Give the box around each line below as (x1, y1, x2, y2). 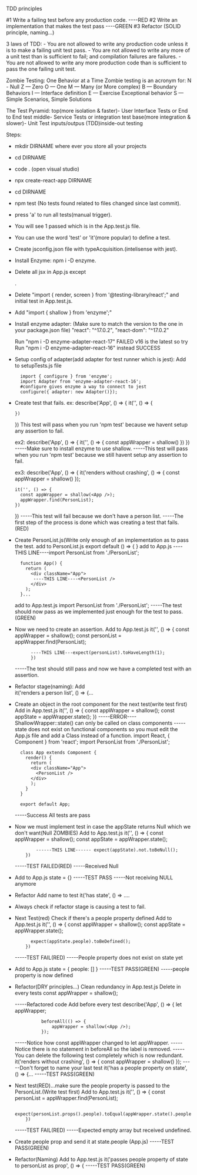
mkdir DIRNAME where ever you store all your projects (14, 143, 147, 149)
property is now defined (14, 972, 74, 978)
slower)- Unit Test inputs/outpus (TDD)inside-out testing (6, 120, 143, 126)
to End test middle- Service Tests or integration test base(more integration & (6, 113, 191, 120)
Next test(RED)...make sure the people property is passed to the (14, 1082, 171, 1089)
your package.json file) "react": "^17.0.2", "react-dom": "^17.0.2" (14, 327, 169, 333)
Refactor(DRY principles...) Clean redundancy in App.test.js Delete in (14, 983, 181, 990)
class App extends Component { (20, 749, 97, 755)
